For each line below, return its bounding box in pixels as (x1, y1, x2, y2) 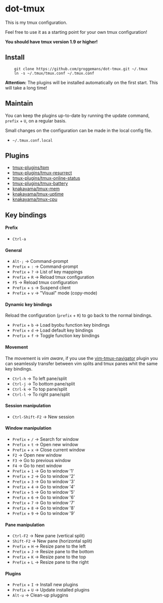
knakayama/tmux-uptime (12, 191, 64, 197)
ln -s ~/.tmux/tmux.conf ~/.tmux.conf (14, 71, 94, 76)
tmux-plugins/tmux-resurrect (12, 170, 72, 176)
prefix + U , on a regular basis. (5, 118, 67, 123)
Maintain (5, 99, 33, 108)
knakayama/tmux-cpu (12, 196, 58, 202)
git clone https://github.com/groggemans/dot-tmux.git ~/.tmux (14, 66, 148, 71)
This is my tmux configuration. (5, 19, 68, 25)
